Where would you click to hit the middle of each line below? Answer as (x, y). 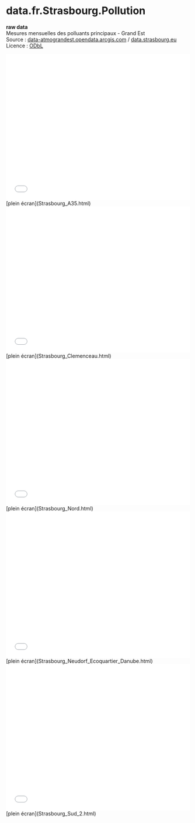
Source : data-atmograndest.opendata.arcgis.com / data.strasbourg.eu (91, 39)
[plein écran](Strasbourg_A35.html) (48, 203)
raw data (17, 27)
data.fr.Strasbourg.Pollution (76, 11)
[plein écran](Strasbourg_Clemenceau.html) (59, 356)
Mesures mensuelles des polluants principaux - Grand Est (76, 33)
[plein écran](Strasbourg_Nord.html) (50, 508)
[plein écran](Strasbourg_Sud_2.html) (51, 813)
